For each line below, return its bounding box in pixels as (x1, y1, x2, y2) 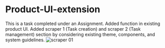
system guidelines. (5, 37, 45, 43)
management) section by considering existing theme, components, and (5, 31, 155, 37)
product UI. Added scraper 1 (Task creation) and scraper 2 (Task (5, 26, 141, 32)
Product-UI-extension (5, 4, 101, 15)
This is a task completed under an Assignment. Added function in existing (5, 20, 160, 27)
